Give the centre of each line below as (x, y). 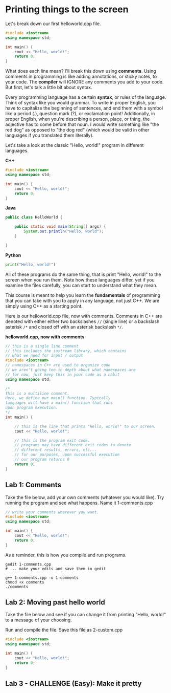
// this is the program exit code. (52, 440)
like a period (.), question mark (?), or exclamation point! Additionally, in (80, 114)
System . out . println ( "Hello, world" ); (64, 231)
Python (13, 255)
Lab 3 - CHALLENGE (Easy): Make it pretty (74, 684)
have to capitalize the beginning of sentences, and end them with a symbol (84, 108)
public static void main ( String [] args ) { (60, 227)
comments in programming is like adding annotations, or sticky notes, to (81, 77)
